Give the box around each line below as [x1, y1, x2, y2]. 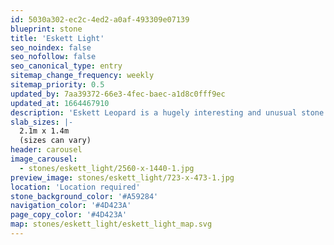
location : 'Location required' [10, 182, 141, 192]
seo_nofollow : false [10, 52, 97, 62]
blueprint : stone [10, 24, 83, 34]
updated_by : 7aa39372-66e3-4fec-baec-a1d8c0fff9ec [10, 89, 226, 99]
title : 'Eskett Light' [10, 33, 105, 43]
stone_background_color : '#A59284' [10, 191, 159, 201]
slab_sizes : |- [10, 117, 74, 127]
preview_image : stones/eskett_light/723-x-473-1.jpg [10, 172, 235, 183]
